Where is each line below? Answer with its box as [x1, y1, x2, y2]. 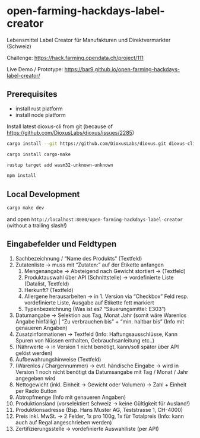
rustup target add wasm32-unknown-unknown [7, 162, 113, 168]
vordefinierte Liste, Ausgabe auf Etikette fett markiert [24, 299, 154, 306]
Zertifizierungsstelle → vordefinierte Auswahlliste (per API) [15, 425, 159, 432]
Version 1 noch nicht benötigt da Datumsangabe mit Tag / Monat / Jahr [15, 368, 189, 375]
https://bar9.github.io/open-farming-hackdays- [64, 65, 180, 72]
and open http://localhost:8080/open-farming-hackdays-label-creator [7, 215, 183, 223]
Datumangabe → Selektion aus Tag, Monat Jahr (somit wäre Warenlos [15, 312, 187, 319]
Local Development [7, 189, 80, 199]
